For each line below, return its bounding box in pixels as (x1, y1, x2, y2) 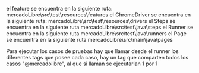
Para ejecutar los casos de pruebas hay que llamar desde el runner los (6, 48, 179, 55)
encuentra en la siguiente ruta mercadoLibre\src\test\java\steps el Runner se (6, 24, 194, 31)
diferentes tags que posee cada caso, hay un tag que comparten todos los (6, 54, 189, 61)
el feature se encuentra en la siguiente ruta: (6, 5, 113, 12)
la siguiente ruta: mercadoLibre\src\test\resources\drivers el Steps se (6, 18, 176, 24)
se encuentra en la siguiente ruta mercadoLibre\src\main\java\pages (6, 36, 173, 43)
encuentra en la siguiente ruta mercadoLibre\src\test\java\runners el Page (6, 30, 187, 37)
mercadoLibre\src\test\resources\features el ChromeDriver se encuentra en (6, 11, 191, 18)
